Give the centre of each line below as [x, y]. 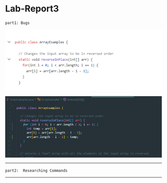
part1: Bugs [17, 23]
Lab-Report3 [32, 9]
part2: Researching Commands [37, 171]
